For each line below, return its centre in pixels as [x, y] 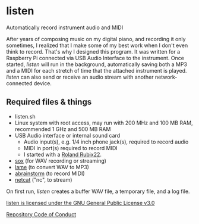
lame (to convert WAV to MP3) [52, 167]
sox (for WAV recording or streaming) [61, 161]
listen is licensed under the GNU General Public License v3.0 [80, 203]
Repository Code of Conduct [41, 214]
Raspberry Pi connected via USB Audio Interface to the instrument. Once [95, 58]
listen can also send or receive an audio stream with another [80, 77]
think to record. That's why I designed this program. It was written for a [93, 51]
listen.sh [25, 116]
